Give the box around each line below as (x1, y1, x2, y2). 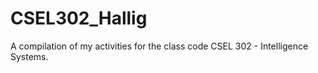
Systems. (10, 50, 49, 62)
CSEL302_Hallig (10, 7, 148, 30)
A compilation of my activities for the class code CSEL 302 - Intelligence (10, 40, 309, 52)
